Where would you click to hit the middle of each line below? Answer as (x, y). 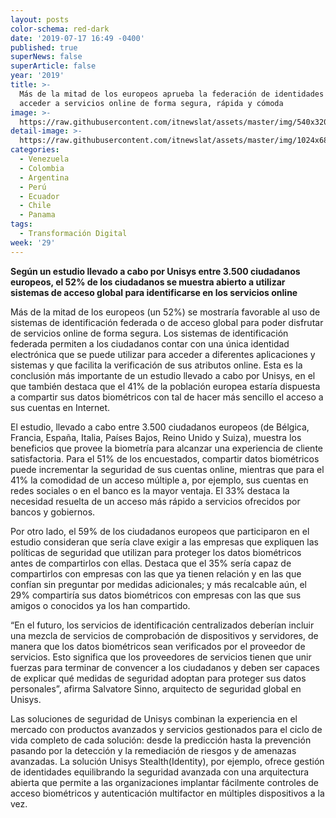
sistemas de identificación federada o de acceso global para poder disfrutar (167, 322)
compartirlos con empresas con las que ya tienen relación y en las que (156, 573)
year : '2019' (37, 76)
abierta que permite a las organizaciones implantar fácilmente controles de (164, 782)
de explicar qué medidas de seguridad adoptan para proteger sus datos (158, 678)
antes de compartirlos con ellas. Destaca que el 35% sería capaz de (151, 563)
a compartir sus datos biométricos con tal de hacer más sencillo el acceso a (167, 397)
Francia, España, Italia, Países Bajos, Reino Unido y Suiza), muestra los (156, 437)
